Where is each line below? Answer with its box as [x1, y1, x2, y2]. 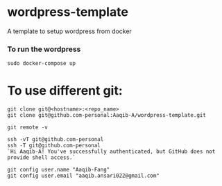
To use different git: [7, 83, 123, 99]
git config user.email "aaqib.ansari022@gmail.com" [7, 172, 160, 180]
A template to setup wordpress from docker [7, 27, 132, 35]
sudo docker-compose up [7, 60, 76, 67]
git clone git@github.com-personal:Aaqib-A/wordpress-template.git [7, 112, 207, 119]
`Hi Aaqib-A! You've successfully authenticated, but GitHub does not [7, 148, 216, 156]
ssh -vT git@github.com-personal [7, 136, 104, 143]
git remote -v [7, 124, 49, 131]
